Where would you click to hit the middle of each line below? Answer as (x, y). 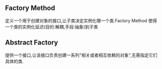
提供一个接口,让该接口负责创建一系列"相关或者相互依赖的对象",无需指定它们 (81, 55)
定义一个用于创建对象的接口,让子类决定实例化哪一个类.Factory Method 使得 (81, 20)
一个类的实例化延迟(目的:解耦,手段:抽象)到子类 (52, 27)
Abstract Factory (32, 43)
